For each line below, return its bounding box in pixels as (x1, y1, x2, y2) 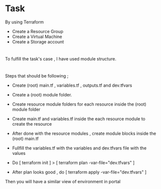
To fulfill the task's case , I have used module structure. (5, 56, 117, 62)
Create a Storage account (12, 38, 64, 44)
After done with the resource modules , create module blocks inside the (12, 131, 156, 136)
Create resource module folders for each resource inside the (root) (12, 101, 146, 107)
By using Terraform (5, 19, 44, 25)
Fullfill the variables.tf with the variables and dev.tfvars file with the (12, 145, 147, 151)
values (12, 151, 26, 156)
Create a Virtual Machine (12, 34, 62, 39)
